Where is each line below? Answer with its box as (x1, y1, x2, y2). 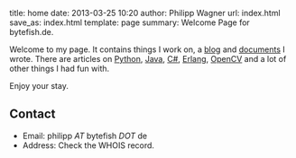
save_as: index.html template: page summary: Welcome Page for (9, 17, 250, 28)
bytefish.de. (9, 27, 54, 37)
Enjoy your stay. (9, 81, 69, 91)
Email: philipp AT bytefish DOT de (22, 130, 147, 141)
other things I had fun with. (9, 63, 110, 74)
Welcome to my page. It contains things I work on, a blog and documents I (9, 44, 286, 55)
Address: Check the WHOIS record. (22, 139, 155, 151)
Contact (9, 107, 56, 122)
